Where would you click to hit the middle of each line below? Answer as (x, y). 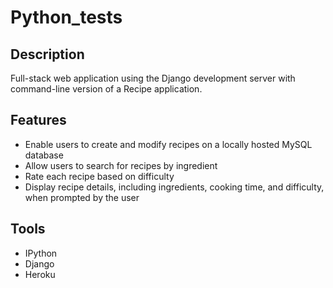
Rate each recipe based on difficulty (99, 176)
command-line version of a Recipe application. (106, 89)
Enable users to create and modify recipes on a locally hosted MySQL (168, 144)
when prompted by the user (82, 197)
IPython (41, 253)
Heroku (40, 274)
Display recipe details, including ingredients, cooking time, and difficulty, (174, 187)
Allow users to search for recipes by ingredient (121, 165)
